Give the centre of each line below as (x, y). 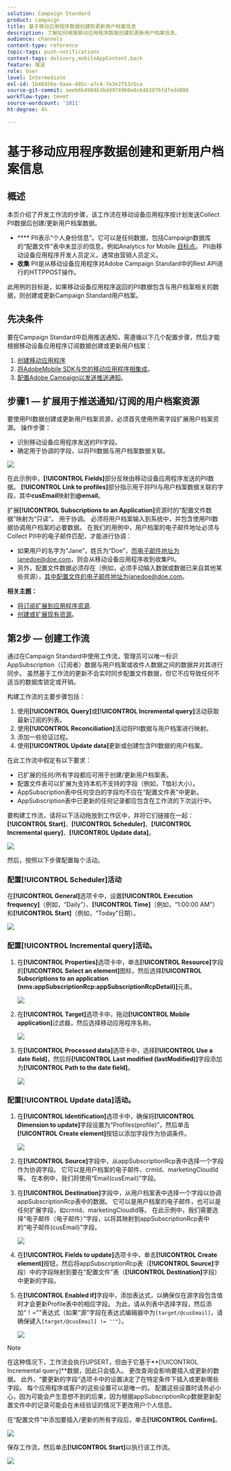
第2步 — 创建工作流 (48, 638)
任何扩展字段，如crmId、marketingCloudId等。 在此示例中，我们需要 (114, 1210)
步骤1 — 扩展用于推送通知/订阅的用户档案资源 (103, 401)
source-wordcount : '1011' (44, 103)
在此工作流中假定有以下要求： (49, 760)
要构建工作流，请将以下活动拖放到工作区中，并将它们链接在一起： (100, 815)
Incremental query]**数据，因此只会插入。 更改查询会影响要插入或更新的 (110, 1370)
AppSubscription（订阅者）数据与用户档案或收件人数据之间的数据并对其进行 (115, 665)
